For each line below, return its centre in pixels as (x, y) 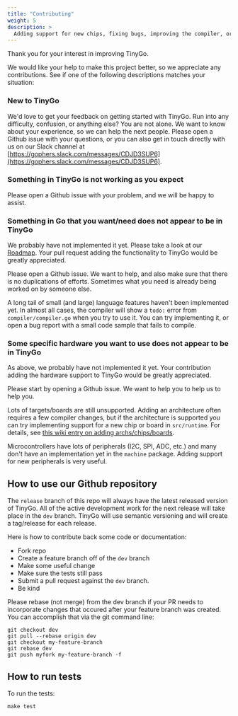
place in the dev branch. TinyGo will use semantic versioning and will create (118, 516)
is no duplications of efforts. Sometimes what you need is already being (112, 282)
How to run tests (45, 676)
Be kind (29, 589)
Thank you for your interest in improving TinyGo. (78, 54)
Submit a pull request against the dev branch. (83, 581)
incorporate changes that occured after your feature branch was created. (114, 610)
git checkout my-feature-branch (55, 642)
